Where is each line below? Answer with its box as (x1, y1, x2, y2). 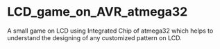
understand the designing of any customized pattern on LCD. (7, 33, 182, 42)
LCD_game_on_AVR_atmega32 (7, 4, 188, 20)
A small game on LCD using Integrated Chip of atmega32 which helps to (7, 27, 214, 35)
